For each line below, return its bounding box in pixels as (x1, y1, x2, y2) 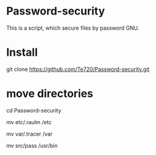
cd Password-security (6, 107, 62, 114)
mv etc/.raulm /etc (6, 118, 52, 125)
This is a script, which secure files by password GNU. (6, 24, 140, 31)
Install (6, 45, 38, 59)
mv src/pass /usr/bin (6, 142, 58, 149)
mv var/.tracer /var (6, 130, 53, 137)
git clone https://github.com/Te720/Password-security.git (6, 65, 150, 73)
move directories (6, 87, 94, 101)
